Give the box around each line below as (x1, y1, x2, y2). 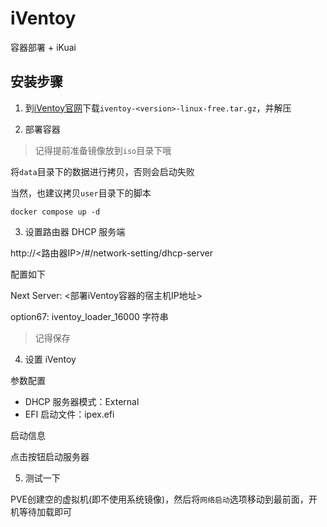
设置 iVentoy (24, 353, 77, 365)
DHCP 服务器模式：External (24, 395, 140, 407)
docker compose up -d (10, 207, 101, 217)
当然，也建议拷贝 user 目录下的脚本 (10, 187, 152, 199)
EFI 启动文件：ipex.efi (24, 408, 115, 420)
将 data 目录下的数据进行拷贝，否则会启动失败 (10, 165, 195, 177)
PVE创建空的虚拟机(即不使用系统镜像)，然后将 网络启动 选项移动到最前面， (10, 493, 309, 505)
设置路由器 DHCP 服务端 (24, 225, 126, 237)
